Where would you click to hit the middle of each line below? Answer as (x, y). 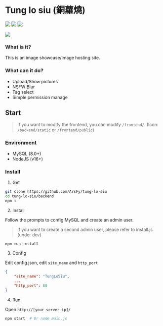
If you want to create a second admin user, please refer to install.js (85, 229)
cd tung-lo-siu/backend (30, 196)
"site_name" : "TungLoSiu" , (42, 276)
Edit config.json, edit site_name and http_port (52, 263)
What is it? (18, 47)
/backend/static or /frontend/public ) (56, 130)
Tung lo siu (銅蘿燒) (45, 10)
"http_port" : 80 (31, 286)
